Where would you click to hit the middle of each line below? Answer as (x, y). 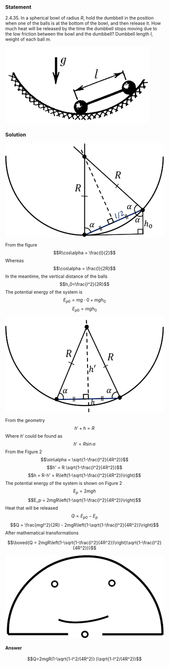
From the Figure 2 (24, 452)
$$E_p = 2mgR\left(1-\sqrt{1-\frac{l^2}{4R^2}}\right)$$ (84, 500)
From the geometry (25, 420)
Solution (16, 135)
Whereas (15, 261)
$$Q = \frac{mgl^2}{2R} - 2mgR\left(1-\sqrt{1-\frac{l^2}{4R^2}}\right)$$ (84, 525)
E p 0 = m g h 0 (84, 309)
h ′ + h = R (84, 428)
